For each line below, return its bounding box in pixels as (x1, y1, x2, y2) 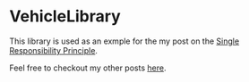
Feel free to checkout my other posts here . (9, 62, 167, 73)
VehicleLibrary (9, 6, 121, 27)
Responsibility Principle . (9, 45, 99, 55)
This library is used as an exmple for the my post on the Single (9, 36, 240, 46)
